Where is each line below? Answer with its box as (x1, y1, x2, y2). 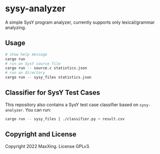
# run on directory (5, 70, 45, 76)
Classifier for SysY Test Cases (5, 88, 100, 97)
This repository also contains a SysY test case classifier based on (5, 102, 139, 108)
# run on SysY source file (5, 61, 61, 66)
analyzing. (5, 24, 26, 30)
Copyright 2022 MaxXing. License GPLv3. (5, 143, 90, 149)
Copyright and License (5, 130, 77, 139)
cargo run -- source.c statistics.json (5, 66, 87, 71)
